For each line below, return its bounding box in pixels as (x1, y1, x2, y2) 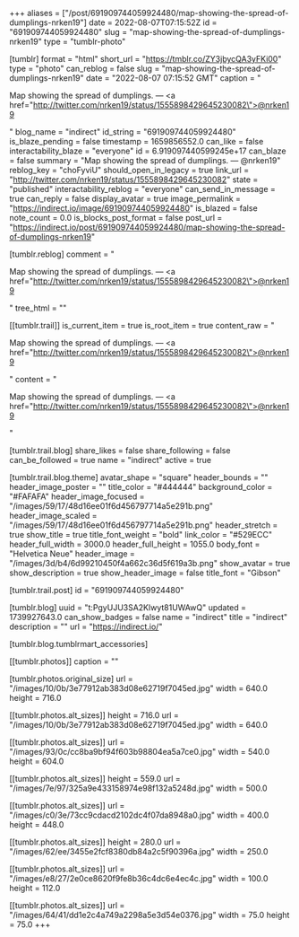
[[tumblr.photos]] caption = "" (9, 656, 119, 667)
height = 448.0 (9, 819, 64, 829)
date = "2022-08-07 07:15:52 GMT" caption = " (85, 73, 261, 83)
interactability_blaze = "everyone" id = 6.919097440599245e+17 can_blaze (9, 145, 286, 156)
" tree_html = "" (9, 302, 67, 313)
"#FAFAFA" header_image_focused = (9, 491, 145, 502)
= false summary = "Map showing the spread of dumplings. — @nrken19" (9, 155, 281, 165)
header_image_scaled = (9, 511, 98, 521)
